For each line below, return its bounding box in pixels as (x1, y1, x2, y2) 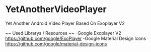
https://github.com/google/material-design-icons (5, 40, 107, 46)
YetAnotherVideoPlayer (5, 4, 107, 15)
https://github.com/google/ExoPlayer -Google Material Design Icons (5, 35, 146, 41)
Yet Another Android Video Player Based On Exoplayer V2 (5, 20, 125, 26)
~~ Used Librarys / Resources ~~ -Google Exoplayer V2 (5, 30, 122, 36)
